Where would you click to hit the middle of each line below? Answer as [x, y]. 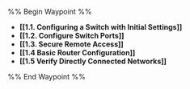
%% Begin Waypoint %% [50, 12]
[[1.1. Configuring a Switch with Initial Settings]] [101, 27]
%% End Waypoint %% [46, 77]
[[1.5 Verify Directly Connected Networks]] [93, 61]
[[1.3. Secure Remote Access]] [72, 44]
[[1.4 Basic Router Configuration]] [77, 53]
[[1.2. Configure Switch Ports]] [72, 36]
